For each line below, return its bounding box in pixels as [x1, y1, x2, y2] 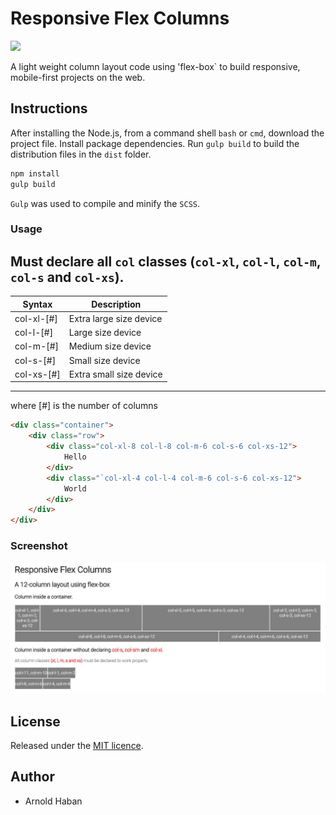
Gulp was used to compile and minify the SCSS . [10, 197, 201, 209]
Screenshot [10, 539, 68, 553]
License [10, 713, 61, 730]
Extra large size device [68, 312, 163, 324]
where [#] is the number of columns [10, 400, 158, 412]
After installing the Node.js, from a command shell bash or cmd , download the [10, 127, 325, 139]
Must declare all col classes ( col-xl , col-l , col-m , [10, 253, 322, 270]
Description [91, 298, 142, 310]
